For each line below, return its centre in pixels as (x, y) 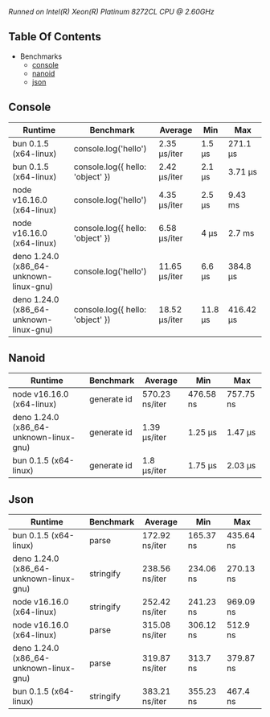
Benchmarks (41, 56)
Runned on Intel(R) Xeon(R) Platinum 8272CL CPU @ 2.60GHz (111, 12)
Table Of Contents (55, 37)
